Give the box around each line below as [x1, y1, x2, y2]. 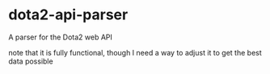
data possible [8, 56, 54, 66]
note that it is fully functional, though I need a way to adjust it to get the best [8, 47, 263, 57]
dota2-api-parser [8, 6, 129, 24]
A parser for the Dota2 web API [8, 32, 113, 42]
